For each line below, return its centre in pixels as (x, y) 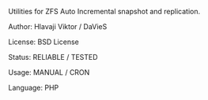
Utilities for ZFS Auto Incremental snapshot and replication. (104, 11)
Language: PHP (34, 87)
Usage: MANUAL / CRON (49, 72)
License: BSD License (43, 42)
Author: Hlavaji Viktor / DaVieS (58, 26)
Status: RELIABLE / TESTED (53, 57)
